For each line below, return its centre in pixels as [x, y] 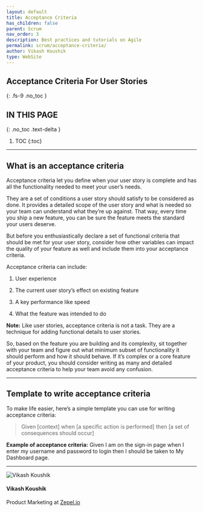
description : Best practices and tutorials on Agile [74, 40]
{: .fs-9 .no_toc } [27, 96]
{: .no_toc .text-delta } [34, 129]
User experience [36, 279]
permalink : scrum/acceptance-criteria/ [56, 46]
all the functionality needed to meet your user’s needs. [74, 187]
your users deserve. [31, 224]
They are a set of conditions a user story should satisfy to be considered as [100, 199]
